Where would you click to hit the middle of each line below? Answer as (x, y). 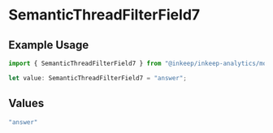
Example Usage (49, 45)
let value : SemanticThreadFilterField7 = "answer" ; (97, 78)
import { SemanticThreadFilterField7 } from (85, 63)
